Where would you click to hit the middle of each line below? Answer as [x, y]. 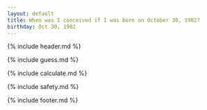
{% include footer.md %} [43, 100]
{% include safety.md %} [43, 87]
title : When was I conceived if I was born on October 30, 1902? [104, 20]
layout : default [31, 14]
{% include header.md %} [44, 47]
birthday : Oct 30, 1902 [42, 26]
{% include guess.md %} [43, 60]
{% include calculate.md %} [47, 73]
